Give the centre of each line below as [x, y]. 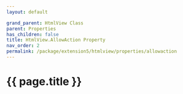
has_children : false [33, 34]
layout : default [27, 12]
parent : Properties [31, 29]
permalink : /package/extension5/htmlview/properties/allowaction [91, 52]
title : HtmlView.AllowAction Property [56, 40]
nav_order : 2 [23, 46]
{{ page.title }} [44, 81]
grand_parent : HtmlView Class [45, 23]
